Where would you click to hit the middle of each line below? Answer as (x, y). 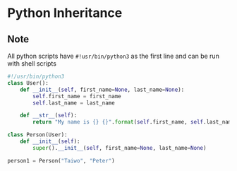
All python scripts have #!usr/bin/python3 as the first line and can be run (114, 56)
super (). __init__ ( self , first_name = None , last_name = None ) (120, 148)
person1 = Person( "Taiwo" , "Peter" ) (61, 160)
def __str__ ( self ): (49, 116)
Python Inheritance (65, 13)
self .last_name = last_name (74, 103)
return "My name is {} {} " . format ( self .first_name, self (118, 122)
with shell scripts (32, 64)
